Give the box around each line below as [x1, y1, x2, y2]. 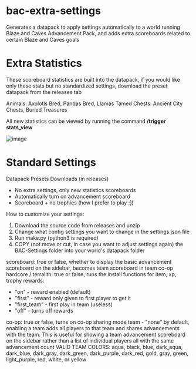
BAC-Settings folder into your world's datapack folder [14, 247, 145, 254]
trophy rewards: [6, 277, 45, 284]
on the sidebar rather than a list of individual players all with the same [6, 337, 174, 344]
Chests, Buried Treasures [6, 106, 67, 113]
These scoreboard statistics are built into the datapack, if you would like [6, 76, 180, 83]
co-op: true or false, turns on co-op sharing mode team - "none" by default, [6, 318, 190, 326]
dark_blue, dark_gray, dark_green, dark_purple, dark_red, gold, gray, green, [6, 350, 189, 357]
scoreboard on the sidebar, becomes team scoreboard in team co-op [6, 264, 173, 271]
